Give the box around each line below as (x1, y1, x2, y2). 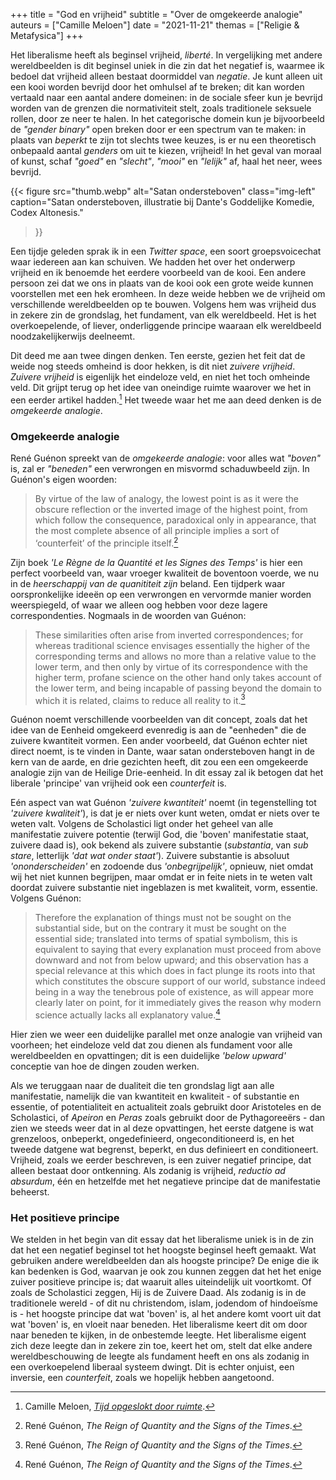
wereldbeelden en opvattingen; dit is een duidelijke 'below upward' (10, 1049, 287, 1061)
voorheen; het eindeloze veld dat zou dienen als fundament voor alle (10, 1039, 293, 1051)
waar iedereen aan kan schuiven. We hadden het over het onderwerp (10, 256, 296, 268)
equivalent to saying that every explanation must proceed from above (34, 944, 322, 956)
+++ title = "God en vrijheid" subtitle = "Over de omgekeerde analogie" (10, 9, 303, 20)
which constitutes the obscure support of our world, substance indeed (34, 975, 326, 988)
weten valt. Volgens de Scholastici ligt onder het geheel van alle (10, 818, 274, 830)
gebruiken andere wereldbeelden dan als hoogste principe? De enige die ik (10, 1255, 320, 1267)
